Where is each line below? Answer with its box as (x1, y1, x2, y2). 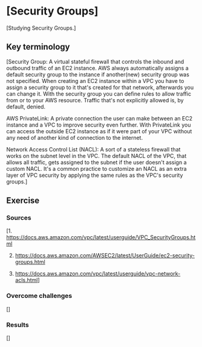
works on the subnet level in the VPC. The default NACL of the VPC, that (6, 152, 187, 159)
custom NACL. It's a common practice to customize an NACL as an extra (6, 165, 187, 172)
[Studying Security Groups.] (6, 24, 76, 31)
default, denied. (6, 103, 46, 110)
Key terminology (6, 42, 71, 52)
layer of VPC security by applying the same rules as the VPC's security (6, 171, 183, 179)
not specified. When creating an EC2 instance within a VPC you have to (6, 77, 184, 84)
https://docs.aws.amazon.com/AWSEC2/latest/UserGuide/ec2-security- (15, 252, 195, 259)
